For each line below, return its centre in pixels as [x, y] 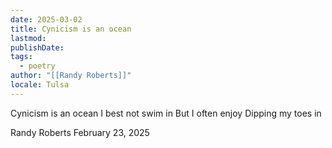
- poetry [37, 66]
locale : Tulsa [40, 85]
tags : [21, 57]
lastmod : [28, 38]
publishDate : [37, 47]
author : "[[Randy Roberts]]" [71, 76]
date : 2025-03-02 [46, 19]
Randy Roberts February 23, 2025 [80, 132]
